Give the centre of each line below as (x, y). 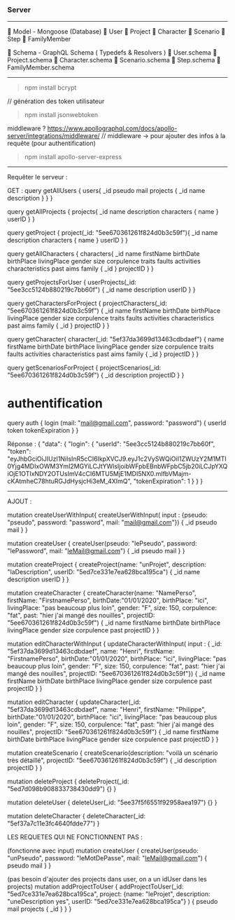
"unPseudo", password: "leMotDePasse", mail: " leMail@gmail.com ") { (107, 858)
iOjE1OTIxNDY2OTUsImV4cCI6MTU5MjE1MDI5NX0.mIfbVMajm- (99, 474)
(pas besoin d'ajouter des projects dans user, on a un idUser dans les (107, 879)
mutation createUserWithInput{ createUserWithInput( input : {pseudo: (108, 515)
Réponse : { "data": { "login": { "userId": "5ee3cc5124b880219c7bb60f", (111, 444)
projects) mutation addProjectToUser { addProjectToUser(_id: (95, 887)
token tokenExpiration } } (43, 431)
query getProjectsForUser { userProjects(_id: (72, 283)
